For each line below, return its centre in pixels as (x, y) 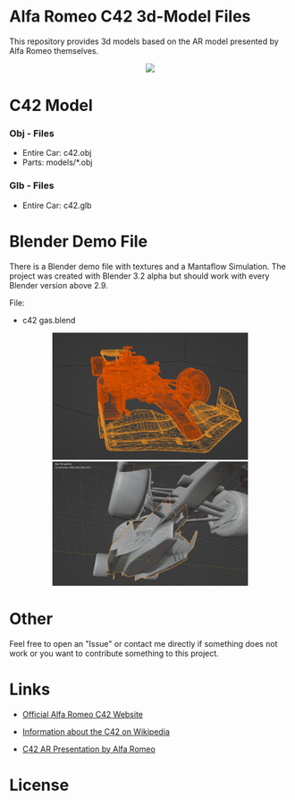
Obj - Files (32, 133)
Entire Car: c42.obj (57, 153)
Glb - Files (32, 185)
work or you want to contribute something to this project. (114, 653)
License (39, 785)
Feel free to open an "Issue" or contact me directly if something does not (143, 643)
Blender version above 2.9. (59, 285)
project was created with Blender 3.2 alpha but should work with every (139, 276)
